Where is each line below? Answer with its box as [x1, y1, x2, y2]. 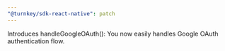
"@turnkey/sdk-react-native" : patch [7, 10, 115, 17]
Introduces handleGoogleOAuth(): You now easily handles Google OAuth [7, 29, 219, 38]
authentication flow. [7, 36, 65, 45]
